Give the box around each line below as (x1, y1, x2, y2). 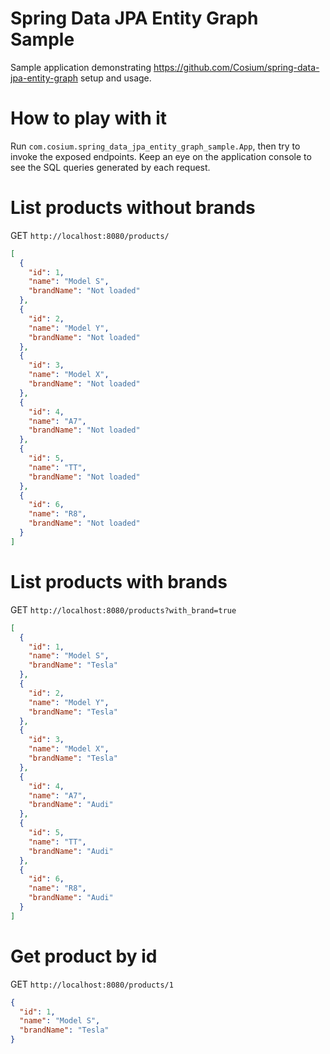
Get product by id (10, 945, 158, 967)
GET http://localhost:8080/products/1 (10, 978, 174, 990)
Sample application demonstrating (10, 61, 152, 73)
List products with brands (10, 571, 228, 593)
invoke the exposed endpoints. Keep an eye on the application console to (10, 150, 312, 162)
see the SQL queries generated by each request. (10, 161, 211, 173)
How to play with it (10, 107, 168, 130)
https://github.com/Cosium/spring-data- (153, 61, 320, 73)
